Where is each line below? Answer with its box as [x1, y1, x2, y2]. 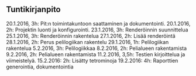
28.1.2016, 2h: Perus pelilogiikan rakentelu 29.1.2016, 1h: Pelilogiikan [6, 38, 169, 45]
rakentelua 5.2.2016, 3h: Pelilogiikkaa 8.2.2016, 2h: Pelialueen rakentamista [6, 45, 187, 52]
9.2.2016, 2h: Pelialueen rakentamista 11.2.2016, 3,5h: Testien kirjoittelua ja [6, 50, 185, 57]
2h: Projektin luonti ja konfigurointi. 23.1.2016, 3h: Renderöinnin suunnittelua [6, 26, 188, 33]
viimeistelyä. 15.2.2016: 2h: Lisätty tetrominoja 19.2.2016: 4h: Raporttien [6, 57, 178, 64]
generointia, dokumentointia [6, 63, 74, 70]
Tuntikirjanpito [6, 5, 61, 15]
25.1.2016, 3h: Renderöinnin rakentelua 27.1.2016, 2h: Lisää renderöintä [6, 32, 176, 39]
